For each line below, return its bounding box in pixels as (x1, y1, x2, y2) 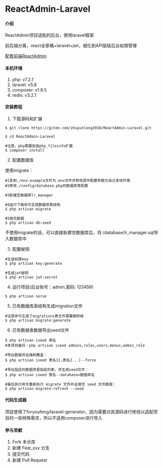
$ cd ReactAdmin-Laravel (5, 134, 56, 139)
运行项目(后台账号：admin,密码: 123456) (12, 284, 94, 290)
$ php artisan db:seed (5, 220, 51, 225)
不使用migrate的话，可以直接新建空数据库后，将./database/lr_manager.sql (5, 229, 154, 235)
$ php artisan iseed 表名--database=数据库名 (5, 372, 95, 377)
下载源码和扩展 (12, 116, 42, 121)
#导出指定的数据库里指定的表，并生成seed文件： (5, 367, 89, 372)
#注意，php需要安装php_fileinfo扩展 (5, 143, 73, 148)
